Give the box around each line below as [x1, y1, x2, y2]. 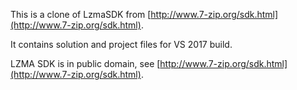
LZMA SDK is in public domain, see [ [10, 58, 161, 69]
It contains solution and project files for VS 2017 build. [10, 39, 233, 50]
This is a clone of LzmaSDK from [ [10, 9, 152, 20]
